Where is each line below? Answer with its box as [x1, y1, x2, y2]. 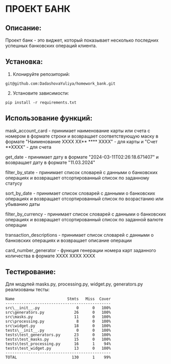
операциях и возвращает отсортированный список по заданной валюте [5, 216, 164, 222]
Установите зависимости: [12, 90, 69, 96]
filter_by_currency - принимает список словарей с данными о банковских [5, 211, 166, 217]
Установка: [5, 58, 43, 66]
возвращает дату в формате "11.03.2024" [5, 159, 96, 165]
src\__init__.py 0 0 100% [5, 305, 111, 311]
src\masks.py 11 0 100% [5, 314, 111, 320]
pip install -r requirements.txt [5, 100, 77, 105]
